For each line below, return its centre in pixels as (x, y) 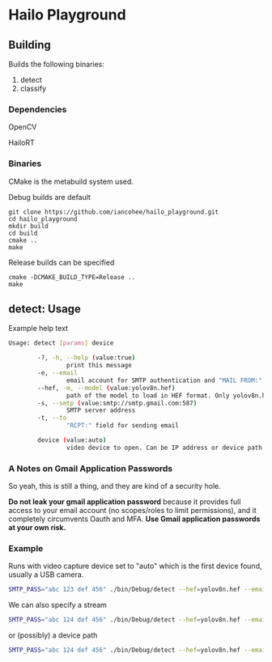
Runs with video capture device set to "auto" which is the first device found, (135, 566)
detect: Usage (45, 309)
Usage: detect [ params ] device (61, 343)
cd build (23, 233)
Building (30, 45)
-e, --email (58, 373)
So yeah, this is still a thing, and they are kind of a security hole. (115, 486)
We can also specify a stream (58, 605)
